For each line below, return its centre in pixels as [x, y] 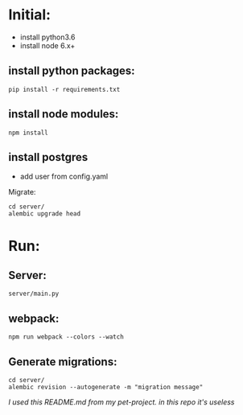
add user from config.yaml [64, 177]
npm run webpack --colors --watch [66, 337]
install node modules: [64, 114]
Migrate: [22, 192]
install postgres [48, 157]
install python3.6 [47, 37]
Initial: [29, 15]
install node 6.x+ [47, 45]
